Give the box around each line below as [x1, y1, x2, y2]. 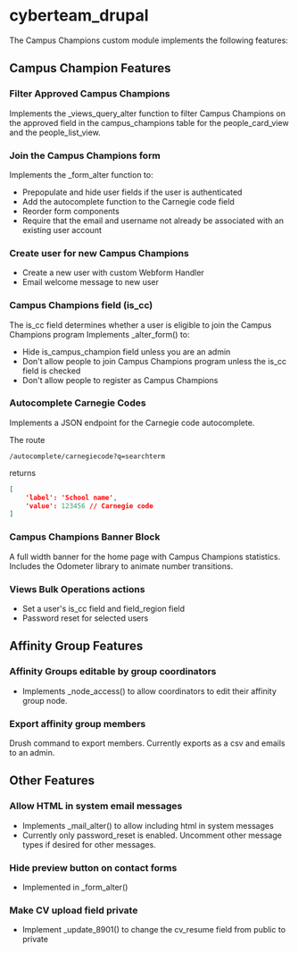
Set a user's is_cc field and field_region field [21, 603, 186, 614]
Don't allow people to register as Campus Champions [21, 374, 219, 385]
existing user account [21, 224, 103, 235]
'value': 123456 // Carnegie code [25, 501, 153, 510]
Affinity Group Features [9, 639, 144, 654]
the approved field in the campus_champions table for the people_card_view [9, 117, 289, 128]
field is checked [21, 365, 81, 376]
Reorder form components [21, 205, 120, 216]
